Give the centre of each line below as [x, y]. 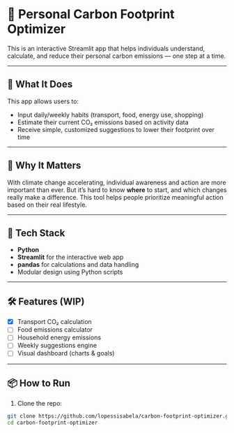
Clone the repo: [40, 404]
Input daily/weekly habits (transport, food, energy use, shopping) [110, 115]
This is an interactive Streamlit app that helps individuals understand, [106, 48]
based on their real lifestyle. [47, 205]
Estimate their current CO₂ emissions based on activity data [103, 122]
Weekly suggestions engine [57, 346]
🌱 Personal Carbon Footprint [91, 14]
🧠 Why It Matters [44, 166]
